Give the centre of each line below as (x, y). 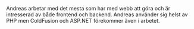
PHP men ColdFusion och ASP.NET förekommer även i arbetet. (83, 21)
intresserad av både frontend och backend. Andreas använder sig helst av (97, 14)
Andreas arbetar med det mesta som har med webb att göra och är (88, 8)
